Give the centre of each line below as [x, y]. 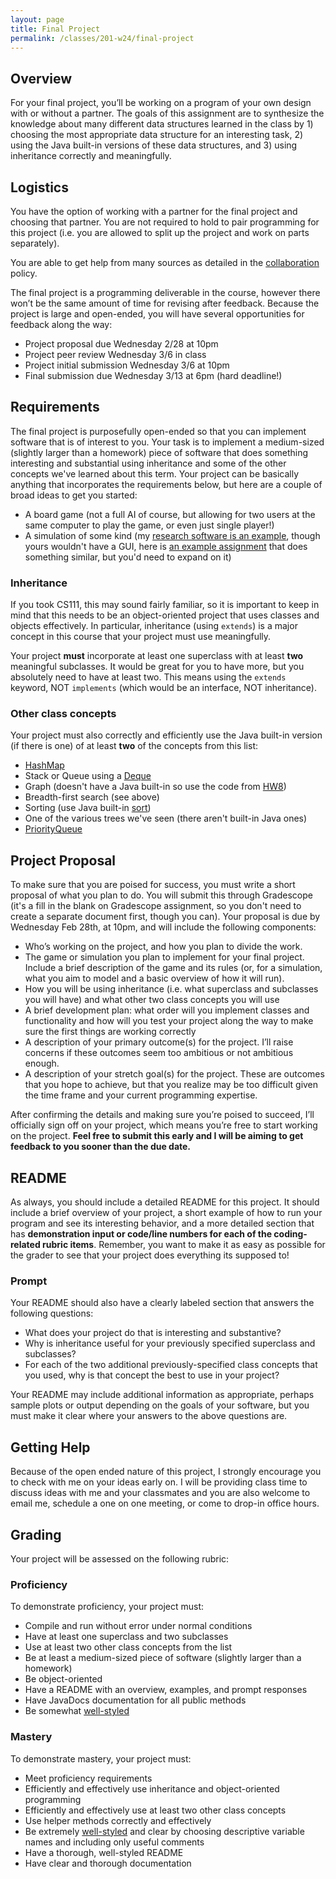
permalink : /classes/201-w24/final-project [102, 38]
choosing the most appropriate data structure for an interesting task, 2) [157, 135]
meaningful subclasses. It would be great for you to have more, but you [157, 667]
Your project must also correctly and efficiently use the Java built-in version [166, 735]
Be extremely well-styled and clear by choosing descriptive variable [164, 1831]
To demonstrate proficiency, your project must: [107, 1607]
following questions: [52, 1313]
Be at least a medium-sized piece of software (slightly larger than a [163, 1658]
